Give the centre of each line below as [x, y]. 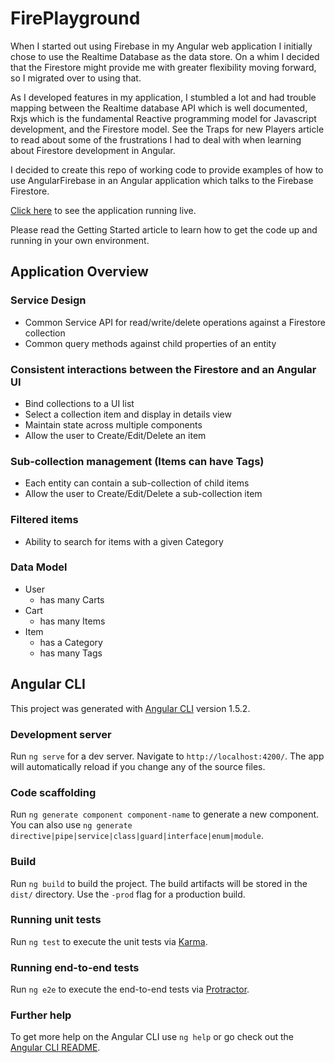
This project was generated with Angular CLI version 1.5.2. [130, 708]
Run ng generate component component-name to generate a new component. [165, 814]
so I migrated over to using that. [76, 78]
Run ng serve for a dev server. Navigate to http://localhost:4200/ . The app [167, 756]
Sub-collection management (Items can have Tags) [137, 461]
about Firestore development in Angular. [93, 150]
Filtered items [44, 520]
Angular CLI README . [55, 1048]
